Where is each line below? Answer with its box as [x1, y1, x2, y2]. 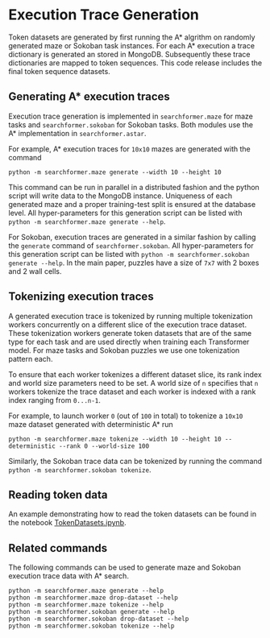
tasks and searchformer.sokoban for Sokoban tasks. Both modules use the [8, 119, 254, 130]
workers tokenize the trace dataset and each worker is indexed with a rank [8, 387, 256, 396]
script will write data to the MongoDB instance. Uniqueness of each [8, 191, 232, 201]
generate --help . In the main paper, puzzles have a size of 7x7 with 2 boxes [8, 258, 260, 267]
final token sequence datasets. [8, 66, 110, 76]
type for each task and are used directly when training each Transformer [8, 337, 250, 346]
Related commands [8, 541, 107, 555]
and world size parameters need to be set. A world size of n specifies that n [8, 378, 259, 387]
